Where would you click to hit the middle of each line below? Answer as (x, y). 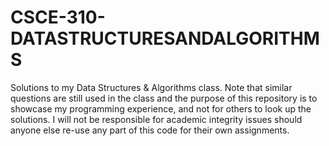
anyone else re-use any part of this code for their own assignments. (150, 130)
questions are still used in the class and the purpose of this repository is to (164, 98)
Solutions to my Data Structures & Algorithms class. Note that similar (151, 87)
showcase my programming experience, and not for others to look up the (161, 108)
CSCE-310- (58, 17)
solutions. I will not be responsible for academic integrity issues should (156, 119)
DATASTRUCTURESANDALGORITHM (165, 38)
